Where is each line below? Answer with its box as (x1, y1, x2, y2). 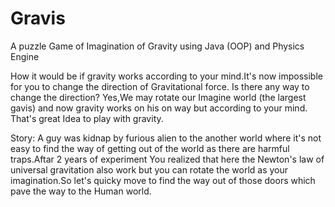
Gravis (10, 7, 66, 30)
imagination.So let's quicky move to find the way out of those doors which (10, 174, 316, 186)
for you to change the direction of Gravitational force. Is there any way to (10, 80, 310, 92)
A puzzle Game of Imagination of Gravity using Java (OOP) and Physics (10, 40, 305, 52)
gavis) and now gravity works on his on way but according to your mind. (10, 102, 308, 114)
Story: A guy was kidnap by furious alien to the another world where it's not (10, 132, 322, 144)
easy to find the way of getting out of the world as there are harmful (10, 142, 290, 154)
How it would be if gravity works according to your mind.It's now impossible (10, 70, 323, 82)
